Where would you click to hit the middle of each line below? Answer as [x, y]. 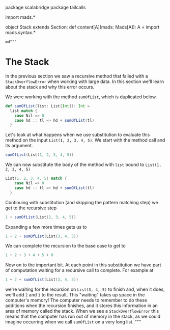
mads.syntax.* [20, 32]
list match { [24, 111]
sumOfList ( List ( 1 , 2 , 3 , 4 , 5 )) [39, 155]
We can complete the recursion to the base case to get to [65, 246]
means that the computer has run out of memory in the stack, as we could [83, 317]
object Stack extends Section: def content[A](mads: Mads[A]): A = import [82, 27]
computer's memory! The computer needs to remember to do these [76, 300]
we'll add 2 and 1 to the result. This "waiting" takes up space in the [75, 295]
